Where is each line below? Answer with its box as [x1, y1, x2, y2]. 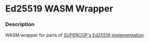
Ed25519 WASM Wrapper [5, 3, 114, 14]
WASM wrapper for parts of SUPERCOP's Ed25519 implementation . [5, 32, 145, 38]
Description [5, 21, 35, 28]
